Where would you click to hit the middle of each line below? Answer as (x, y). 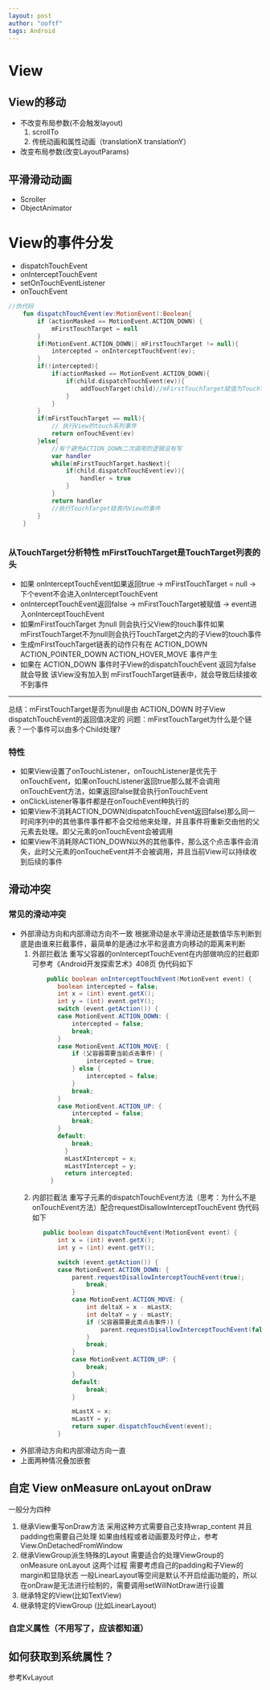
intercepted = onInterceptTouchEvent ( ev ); (123, 351)
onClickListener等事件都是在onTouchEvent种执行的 (104, 801)
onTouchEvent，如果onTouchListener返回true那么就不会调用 (120, 781)
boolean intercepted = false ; (108, 986)
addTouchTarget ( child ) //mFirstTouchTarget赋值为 (161, 388)
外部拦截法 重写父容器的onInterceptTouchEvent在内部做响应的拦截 (142, 953)
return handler (77, 501)
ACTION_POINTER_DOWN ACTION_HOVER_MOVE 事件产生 (119, 654)
